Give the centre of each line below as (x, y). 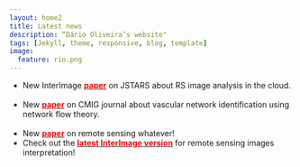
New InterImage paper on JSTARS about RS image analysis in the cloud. (156, 85)
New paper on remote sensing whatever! (98, 133)
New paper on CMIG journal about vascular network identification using (156, 104)
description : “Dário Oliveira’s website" (88, 34)
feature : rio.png (50, 60)
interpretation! (49, 153)
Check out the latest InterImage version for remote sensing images (148, 143)
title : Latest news (46, 26)
